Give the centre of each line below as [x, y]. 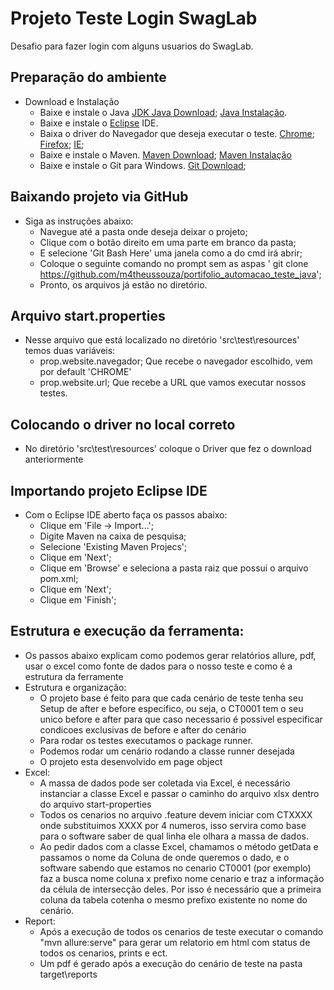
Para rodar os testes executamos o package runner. [146, 740]
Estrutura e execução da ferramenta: [127, 631]
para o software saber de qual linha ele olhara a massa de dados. [174, 836]
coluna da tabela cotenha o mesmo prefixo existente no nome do [173, 899]
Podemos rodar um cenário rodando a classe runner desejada [167, 751]
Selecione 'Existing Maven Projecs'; [113, 546]
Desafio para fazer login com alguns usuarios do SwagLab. [132, 46]
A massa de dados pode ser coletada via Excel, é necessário [165, 783]
